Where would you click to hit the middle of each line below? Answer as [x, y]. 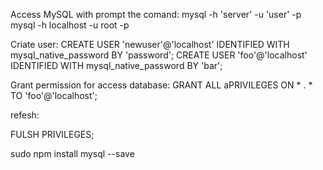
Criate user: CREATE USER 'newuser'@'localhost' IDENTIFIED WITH [150, 44]
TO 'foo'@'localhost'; [54, 95]
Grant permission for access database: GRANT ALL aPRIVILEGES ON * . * [161, 85]
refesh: [25, 115]
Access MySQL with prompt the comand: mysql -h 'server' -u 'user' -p [156, 14]
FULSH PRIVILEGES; [52, 134]
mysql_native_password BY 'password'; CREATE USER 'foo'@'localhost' [159, 55]
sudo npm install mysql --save [72, 153]
